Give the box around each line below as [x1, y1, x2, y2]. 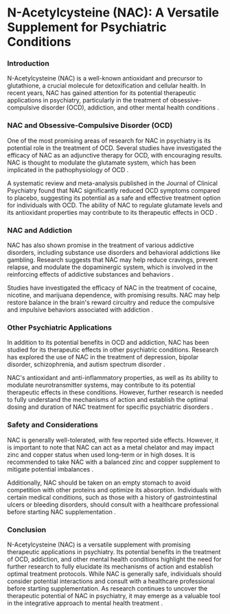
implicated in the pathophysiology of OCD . [7, 165, 129, 173]
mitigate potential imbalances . [7, 465, 94, 473]
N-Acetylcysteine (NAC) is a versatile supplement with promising [7, 540, 191, 549]
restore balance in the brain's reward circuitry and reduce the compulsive [7, 298, 215, 307]
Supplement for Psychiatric [7, 19, 167, 35]
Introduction [7, 59, 49, 68]
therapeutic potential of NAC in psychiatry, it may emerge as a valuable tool [7, 591, 221, 600]
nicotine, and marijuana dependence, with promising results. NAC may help [7, 291, 220, 299]
